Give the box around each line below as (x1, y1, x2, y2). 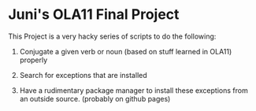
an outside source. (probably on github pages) (19, 94, 171, 103)
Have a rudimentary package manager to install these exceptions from (19, 85, 248, 95)
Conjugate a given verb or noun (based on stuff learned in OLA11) (19, 46, 232, 56)
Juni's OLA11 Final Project (8, 6, 180, 24)
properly (19, 55, 48, 65)
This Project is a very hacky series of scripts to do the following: (8, 31, 217, 41)
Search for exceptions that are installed (19, 70, 147, 80)
